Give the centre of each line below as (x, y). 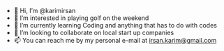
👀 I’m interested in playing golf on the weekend (81, 18)
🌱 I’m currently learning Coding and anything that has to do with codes (115, 25)
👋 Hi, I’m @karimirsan (45, 11)
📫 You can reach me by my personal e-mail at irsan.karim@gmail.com (115, 40)
